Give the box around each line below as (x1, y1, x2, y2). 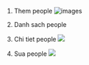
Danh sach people (13, 20, 67, 28)
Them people (13, 7, 53, 15)
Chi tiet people (13, 35, 57, 43)
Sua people (13, 49, 48, 58)
